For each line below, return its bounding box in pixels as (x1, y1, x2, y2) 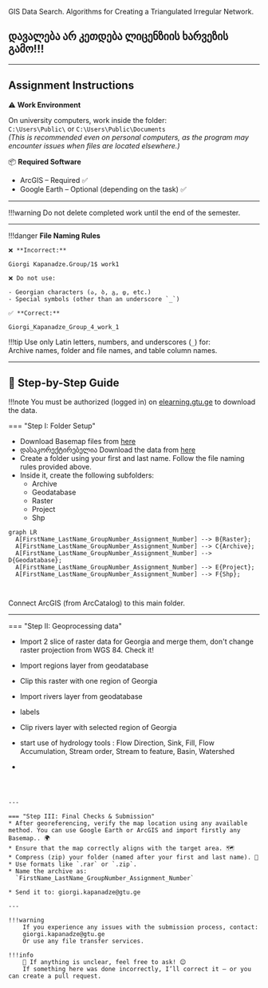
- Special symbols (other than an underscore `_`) (8, 295, 180, 303)
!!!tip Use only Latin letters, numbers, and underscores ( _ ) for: (8, 337, 211, 347)
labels (19, 707, 40, 717)
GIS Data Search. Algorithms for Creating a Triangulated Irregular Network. (8, 7, 254, 16)
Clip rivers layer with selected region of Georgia (19, 723, 177, 732)
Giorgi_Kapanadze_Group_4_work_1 (8, 323, 120, 331)
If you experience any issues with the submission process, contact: (22, 923, 259, 931)
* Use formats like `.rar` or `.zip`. (8, 860, 137, 869)
